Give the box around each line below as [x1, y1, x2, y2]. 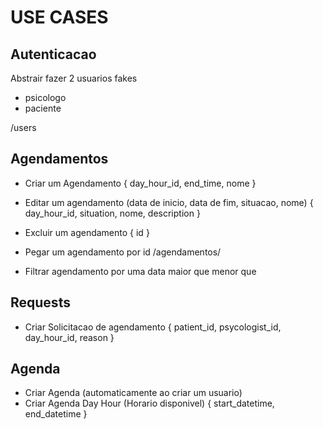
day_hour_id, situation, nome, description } [24, 207, 201, 219]
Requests [10, 294, 71, 311]
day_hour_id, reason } [24, 331, 115, 343]
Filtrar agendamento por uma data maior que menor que [24, 265, 257, 277]
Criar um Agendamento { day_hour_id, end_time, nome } [24, 177, 257, 189]
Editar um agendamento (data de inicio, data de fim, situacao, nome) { [24, 196, 314, 208]
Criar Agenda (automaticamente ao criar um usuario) [24, 387, 243, 399]
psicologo [24, 92, 67, 103]
